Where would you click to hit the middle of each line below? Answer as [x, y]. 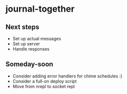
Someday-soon [29, 64]
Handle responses [31, 49]
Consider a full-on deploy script [45, 81]
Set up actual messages [37, 38]
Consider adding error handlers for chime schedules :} [67, 76]
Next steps [22, 27]
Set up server [26, 44]
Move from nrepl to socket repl [44, 86]
